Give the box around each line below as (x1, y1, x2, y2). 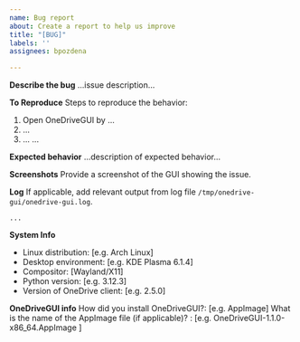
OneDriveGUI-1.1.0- (213, 313, 286, 324)
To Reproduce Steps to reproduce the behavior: (9, 97, 188, 109)
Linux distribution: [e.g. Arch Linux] (22, 247, 154, 258)
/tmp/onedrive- (197, 188, 255, 197)
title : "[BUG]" (9, 30, 67, 39)
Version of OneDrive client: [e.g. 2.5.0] (22, 286, 166, 297)
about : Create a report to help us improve (9, 22, 176, 31)
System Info (9, 230, 56, 241)
